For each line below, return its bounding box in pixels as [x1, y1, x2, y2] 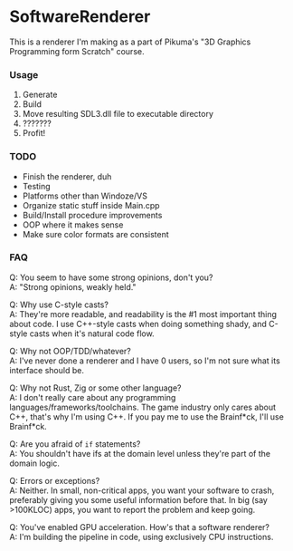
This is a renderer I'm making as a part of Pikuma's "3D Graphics [9, 36, 251, 47]
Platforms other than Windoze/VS [22, 190, 147, 201]
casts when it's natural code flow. [29, 328, 156, 339]
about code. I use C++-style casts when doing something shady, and [9, 318, 267, 329]
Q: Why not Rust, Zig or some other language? [9, 382, 183, 393]
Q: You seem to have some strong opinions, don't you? [9, 272, 213, 283]
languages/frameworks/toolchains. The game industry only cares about [9, 401, 277, 412]
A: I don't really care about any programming [9, 391, 176, 402]
